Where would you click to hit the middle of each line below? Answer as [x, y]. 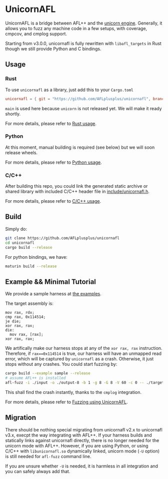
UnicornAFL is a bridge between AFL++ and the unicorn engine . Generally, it [84, 23]
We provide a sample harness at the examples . [53, 294]
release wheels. [21, 152]
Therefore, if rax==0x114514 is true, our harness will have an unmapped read [83, 353]
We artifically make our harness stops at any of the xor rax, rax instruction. [84, 348]
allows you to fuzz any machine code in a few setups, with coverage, [76, 28]
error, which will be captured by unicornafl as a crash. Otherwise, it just [79, 359]
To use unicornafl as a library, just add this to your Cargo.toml [69, 90]
